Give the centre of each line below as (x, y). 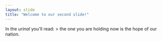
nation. (12, 34)
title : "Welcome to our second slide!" (47, 14)
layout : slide (20, 10)
